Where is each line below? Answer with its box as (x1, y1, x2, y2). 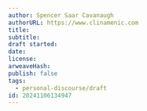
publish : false (8, 70, 58, 77)
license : (8, 55, 37, 63)
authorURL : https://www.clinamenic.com (8, 19, 139, 27)
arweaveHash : (8, 63, 51, 70)
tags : (8, 77, 26, 84)
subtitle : (8, 33, 41, 41)
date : (8, 48, 26, 55)
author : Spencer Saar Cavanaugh (8, 11, 114, 20)
